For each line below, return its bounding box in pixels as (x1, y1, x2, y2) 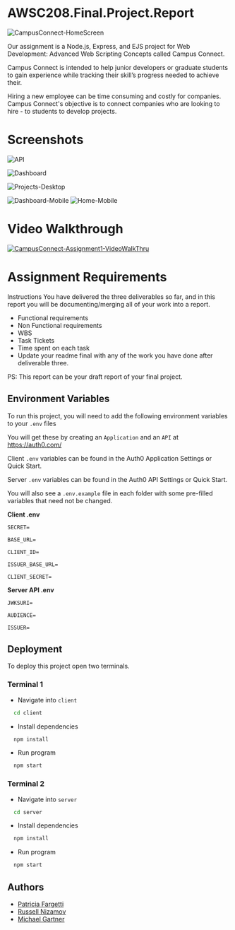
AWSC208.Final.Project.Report (7, 5, 195, 21)
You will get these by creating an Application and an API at (7, 432, 179, 441)
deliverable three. (17, 358, 69, 367)
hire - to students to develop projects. (7, 107, 117, 115)
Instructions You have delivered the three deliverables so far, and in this (7, 292, 215, 301)
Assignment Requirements (7, 269, 167, 285)
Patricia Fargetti (17, 900, 64, 909)
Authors (7, 881, 44, 893)
